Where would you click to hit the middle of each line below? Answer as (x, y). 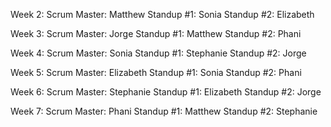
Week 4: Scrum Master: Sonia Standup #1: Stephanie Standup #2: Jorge (158, 53)
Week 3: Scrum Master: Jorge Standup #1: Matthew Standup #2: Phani (156, 33)
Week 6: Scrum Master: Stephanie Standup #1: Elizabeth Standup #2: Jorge (166, 92)
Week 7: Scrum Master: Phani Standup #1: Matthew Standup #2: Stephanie (164, 111)
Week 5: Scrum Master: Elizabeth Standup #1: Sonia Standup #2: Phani (156, 72)
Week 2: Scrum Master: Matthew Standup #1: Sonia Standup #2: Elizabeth (162, 14)
